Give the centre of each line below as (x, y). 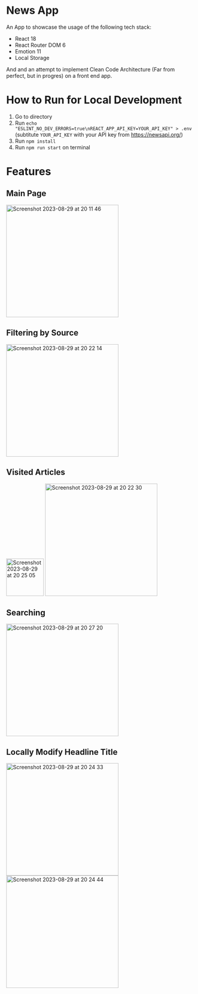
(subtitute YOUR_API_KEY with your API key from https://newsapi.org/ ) (99, 134)
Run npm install (35, 141)
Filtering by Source (42, 333)
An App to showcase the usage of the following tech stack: (79, 27)
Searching (26, 612)
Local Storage (32, 58)
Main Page (26, 193)
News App (32, 10)
